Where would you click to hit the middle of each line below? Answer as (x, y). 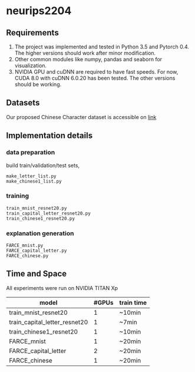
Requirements (32, 33)
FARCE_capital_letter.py (37, 251)
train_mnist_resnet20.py (37, 208)
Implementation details (49, 136)
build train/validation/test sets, (43, 165)
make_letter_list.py (32, 176)
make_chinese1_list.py (34, 181)
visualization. (31, 65)
